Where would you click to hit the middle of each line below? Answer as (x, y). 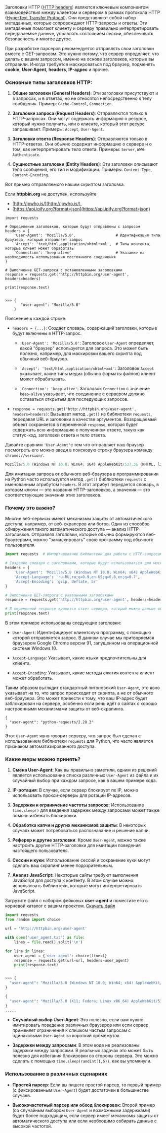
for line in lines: (25, 951)
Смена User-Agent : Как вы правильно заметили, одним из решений (84, 770)
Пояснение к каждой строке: (36, 319)
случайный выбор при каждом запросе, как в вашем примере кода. (84, 780)
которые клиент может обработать (40, 248)
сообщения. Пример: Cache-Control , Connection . (62, 104)
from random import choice (33, 920)
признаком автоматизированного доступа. (51, 746)
